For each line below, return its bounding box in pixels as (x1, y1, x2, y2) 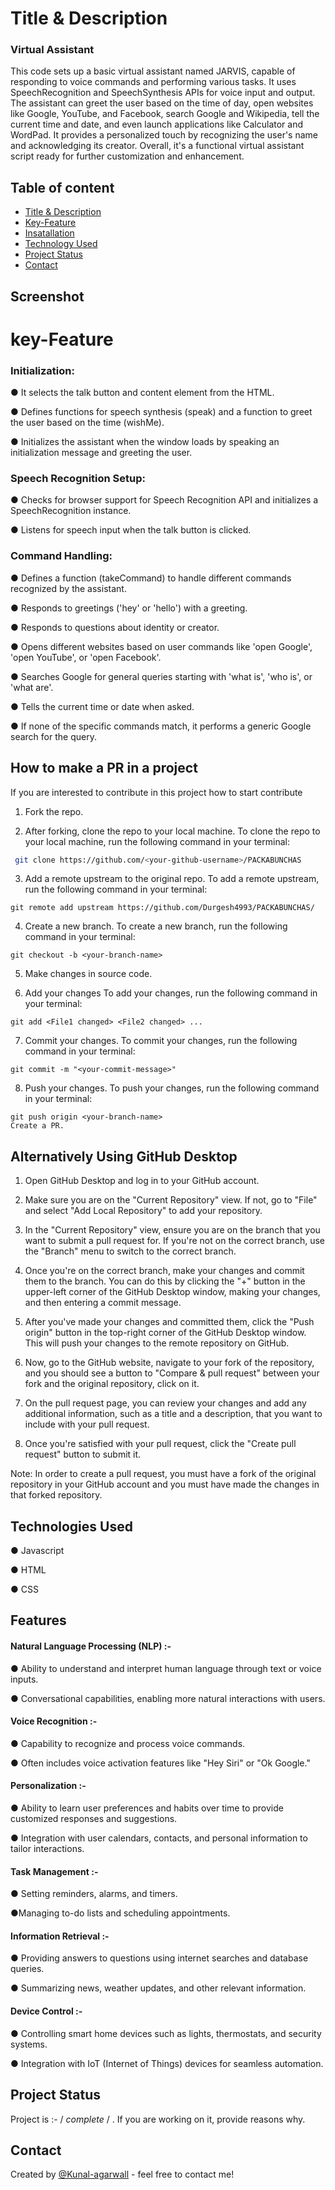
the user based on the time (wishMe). (10, 417, 165, 429)
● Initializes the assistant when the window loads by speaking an (10, 436, 280, 448)
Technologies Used (10, 1518, 133, 1535)
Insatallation (24, 227, 75, 239)
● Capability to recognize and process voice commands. (10, 1737, 246, 1749)
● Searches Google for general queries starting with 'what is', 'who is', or (10, 670, 313, 682)
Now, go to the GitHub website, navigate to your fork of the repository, (24, 1357, 315, 1369)
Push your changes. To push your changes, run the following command (24, 1082, 320, 1094)
